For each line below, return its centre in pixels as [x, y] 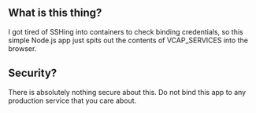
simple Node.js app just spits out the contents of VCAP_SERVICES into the [128, 40]
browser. [22, 48]
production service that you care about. [72, 100]
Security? [33, 73]
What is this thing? [55, 13]
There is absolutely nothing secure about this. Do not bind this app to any [127, 92]
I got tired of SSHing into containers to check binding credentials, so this [126, 31]
